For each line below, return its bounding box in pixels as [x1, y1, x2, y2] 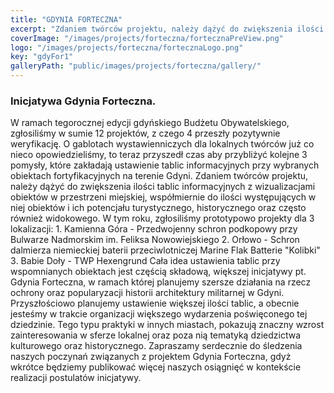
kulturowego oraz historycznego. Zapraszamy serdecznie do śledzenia [10, 340, 303, 352]
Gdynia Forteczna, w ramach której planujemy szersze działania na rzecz [10, 276, 312, 288]
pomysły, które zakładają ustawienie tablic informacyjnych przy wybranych [10, 159, 320, 171]
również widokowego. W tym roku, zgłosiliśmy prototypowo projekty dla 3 [10, 212, 315, 225]
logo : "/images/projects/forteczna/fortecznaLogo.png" [10, 42, 244, 53]
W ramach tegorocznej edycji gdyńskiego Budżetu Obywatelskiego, [10, 117, 290, 129]
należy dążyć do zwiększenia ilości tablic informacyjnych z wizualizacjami [10, 181, 316, 193]
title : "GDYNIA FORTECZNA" [10, 14, 123, 25]
